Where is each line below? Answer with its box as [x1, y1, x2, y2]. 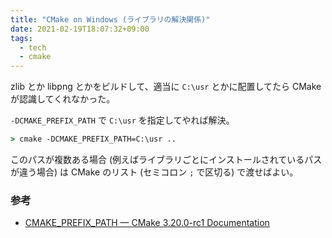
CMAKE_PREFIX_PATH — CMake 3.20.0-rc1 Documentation [24, 217, 270, 229]
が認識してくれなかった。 [10, 93, 116, 105]
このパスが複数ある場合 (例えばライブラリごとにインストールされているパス [10, 154, 323, 165]
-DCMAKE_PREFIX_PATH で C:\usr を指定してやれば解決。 [10, 114, 235, 126]
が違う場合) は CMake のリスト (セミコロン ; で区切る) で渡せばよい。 [10, 166, 299, 178]
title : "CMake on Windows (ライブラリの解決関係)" [10, 14, 211, 25]
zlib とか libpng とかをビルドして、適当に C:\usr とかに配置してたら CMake [10, 81, 322, 93]
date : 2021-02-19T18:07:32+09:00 [10, 24, 150, 34]
